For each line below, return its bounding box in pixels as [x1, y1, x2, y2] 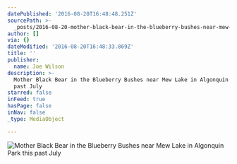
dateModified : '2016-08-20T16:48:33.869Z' [7, 43, 134, 50]
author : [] [7, 30, 39, 37]
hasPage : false [7, 102, 52, 110]
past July [13, 83, 42, 90]
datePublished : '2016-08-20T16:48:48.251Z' [7, 10, 138, 18]
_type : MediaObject [7, 115, 65, 122]
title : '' [7, 50, 37, 57]
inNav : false [7, 109, 46, 116]
